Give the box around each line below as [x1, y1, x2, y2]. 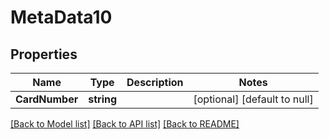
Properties [10, 46, 78, 63]
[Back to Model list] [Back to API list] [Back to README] [10, 118, 240, 130]
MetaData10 [10, 6, 113, 29]
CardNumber [15, 92, 79, 106]
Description [126, 76, 184, 89]
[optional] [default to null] [193, 92, 314, 106]
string [88, 92, 118, 106]
